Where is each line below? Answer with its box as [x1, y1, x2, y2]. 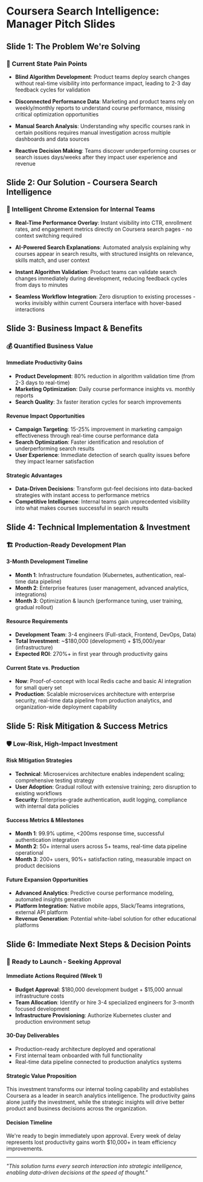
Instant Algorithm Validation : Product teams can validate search [14, 268, 177, 275]
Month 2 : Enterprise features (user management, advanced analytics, [14, 584, 189, 592]
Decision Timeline [6, 1118, 53, 1126]
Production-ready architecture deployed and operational [14, 1046, 156, 1053]
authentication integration [14, 836, 80, 844]
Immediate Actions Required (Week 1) [6, 972, 103, 980]
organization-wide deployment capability [14, 703, 118, 710]
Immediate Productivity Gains [6, 359, 83, 366]
